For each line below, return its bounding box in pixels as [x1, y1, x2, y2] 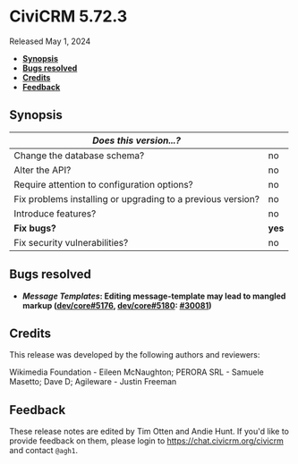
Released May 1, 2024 [9, 36, 91, 46]
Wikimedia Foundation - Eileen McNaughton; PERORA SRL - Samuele [9, 367, 264, 377]
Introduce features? [13, 207, 97, 220]
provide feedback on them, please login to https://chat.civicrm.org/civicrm [9, 435, 284, 446]
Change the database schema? [13, 149, 145, 162]
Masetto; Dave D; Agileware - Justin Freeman [9, 376, 177, 387]
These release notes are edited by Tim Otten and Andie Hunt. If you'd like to [9, 426, 289, 437]
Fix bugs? [13, 222, 56, 234]
